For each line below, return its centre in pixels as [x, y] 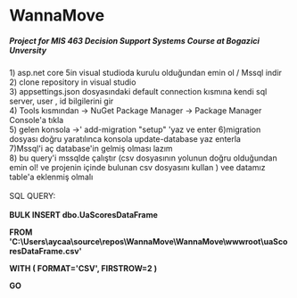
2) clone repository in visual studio [73, 82]
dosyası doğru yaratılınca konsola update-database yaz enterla [125, 139]
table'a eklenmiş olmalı [51, 177]
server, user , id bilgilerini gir [62, 101]
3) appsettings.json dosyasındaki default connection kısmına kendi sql [138, 92]
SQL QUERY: [33, 196]
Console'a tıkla [37, 120]
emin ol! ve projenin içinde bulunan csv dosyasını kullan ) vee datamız [137, 168]
